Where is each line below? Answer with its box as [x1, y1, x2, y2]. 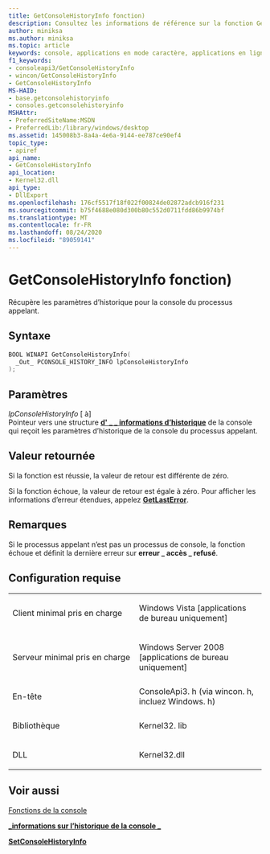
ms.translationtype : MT [8, 214, 88, 222]
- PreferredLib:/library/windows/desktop [8, 124, 149, 132]
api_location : [8, 169, 56, 177]
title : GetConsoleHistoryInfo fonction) [8, 11, 146, 20]
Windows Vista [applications [139, 602, 247, 614]
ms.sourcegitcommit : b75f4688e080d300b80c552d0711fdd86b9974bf [8, 206, 225, 214]
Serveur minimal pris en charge [12, 651, 131, 663]
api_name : [8, 154, 42, 162]
